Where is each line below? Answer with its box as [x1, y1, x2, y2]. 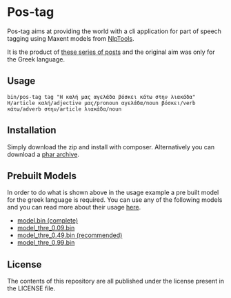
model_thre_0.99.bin [17, 239, 75, 247]
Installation [7, 124, 57, 136]
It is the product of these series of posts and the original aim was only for [7, 48, 215, 56]
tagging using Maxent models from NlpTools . [7, 34, 134, 42]
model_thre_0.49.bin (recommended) [17, 231, 123, 239]
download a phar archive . [7, 150, 79, 158]
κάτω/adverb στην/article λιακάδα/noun [7, 105, 122, 113]
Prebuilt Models [7, 170, 77, 182]
